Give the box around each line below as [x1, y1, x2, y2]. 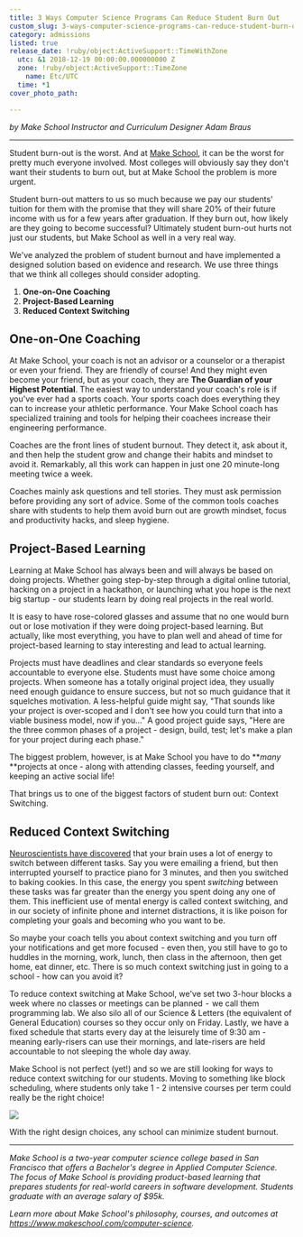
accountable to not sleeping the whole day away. [9, 1046, 192, 1057]
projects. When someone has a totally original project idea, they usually [9, 677, 275, 688]
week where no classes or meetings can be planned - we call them [9, 998, 260, 1009]
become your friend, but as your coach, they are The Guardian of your [9, 374, 273, 385]
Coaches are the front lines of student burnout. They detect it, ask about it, [9, 439, 288, 451]
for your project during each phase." [9, 734, 144, 745]
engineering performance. [9, 422, 107, 433]
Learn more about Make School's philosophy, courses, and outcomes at [9, 1208, 279, 1219]
